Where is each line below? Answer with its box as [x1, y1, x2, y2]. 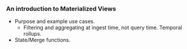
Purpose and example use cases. [14, 18, 96, 25]
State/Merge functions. [14, 37, 71, 44]
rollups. [23, 30, 42, 37]
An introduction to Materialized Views [6, 5, 116, 13]
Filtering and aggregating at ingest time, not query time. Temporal [23, 24, 182, 31]
